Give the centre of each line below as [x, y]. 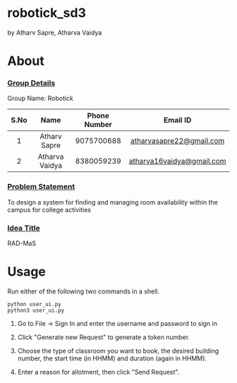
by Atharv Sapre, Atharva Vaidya [55, 32]
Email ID [177, 120]
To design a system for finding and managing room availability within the [113, 202]
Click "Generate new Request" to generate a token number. [104, 337]
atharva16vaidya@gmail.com [177, 162]
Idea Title [24, 228]
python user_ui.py [34, 304]
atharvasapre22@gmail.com [177, 141]
